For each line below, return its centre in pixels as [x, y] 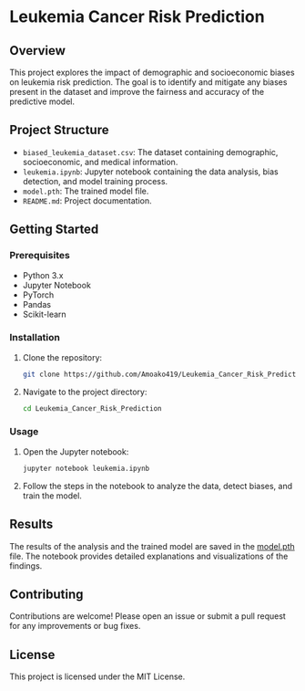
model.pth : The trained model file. [86, 191]
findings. [26, 565]
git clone [41, 374]
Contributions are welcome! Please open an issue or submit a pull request [148, 616]
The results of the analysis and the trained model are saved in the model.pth [152, 546]
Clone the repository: [62, 357]
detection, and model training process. [95, 181]
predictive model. [42, 101]
